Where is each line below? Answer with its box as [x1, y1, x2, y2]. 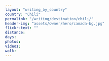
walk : [5, 48, 16, 53]
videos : [5, 44, 21, 49]
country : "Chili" [5, 12, 41, 17]
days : [5, 35, 16, 40]
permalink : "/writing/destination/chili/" [5, 16, 94, 21]
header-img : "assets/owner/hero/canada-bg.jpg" [5, 21, 105, 26]
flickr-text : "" [5, 26, 38, 30]
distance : [5, 30, 26, 35]
